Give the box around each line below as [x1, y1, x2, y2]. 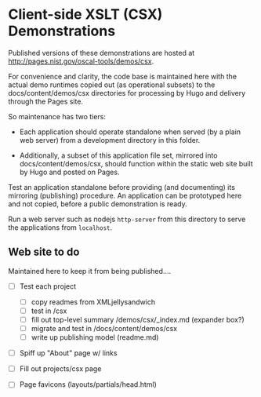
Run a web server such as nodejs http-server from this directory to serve [8, 214, 246, 224]
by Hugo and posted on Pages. [19, 167, 120, 177]
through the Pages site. [8, 97, 84, 106]
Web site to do [8, 246, 80, 259]
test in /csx [31, 306, 67, 315]
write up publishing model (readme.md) [31, 333, 159, 342]
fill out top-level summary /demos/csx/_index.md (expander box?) [31, 315, 245, 324]
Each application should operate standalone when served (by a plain [19, 127, 241, 137]
